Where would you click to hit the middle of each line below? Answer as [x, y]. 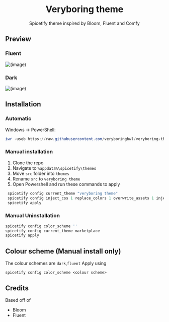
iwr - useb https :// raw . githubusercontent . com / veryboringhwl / [71, 139]
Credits [17, 288]
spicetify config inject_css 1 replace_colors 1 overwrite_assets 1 [81, 198]
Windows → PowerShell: [31, 130]
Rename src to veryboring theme [46, 179]
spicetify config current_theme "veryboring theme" [63, 193]
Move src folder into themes [41, 173]
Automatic [18, 118]
